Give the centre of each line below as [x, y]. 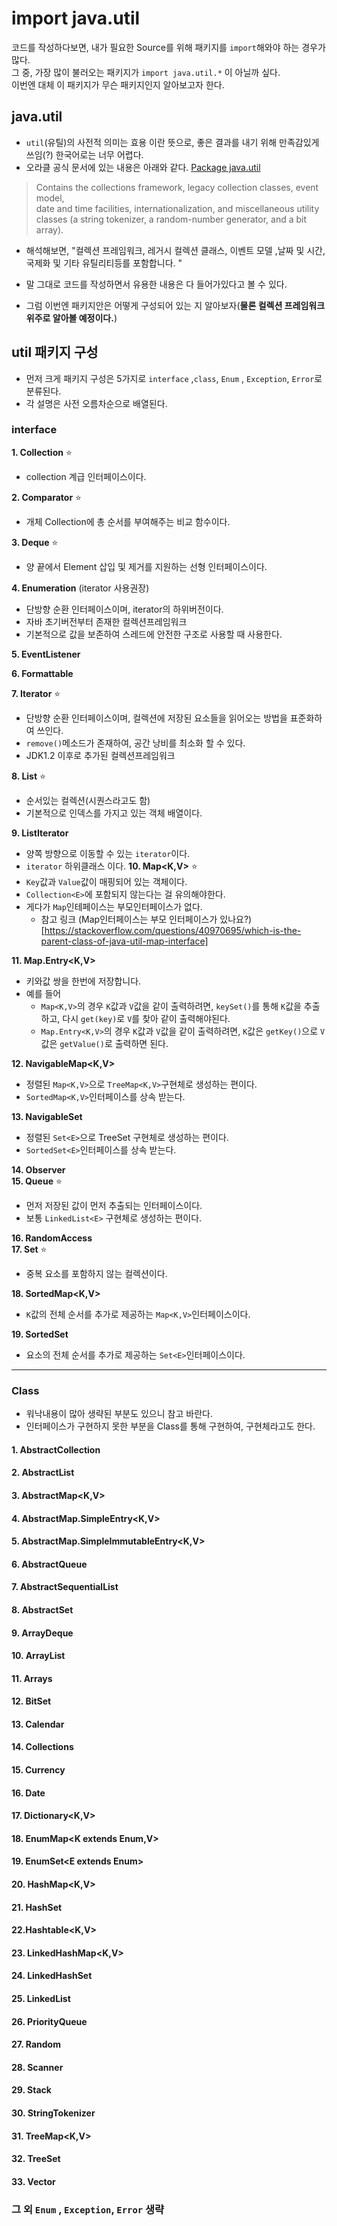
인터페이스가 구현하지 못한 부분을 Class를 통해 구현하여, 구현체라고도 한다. [170, 1426]
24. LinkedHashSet [52, 1976]
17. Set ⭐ [29, 1249]
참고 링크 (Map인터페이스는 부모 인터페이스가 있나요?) [146, 919]
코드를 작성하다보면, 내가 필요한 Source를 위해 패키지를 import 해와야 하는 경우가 [168, 47]
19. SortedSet [40, 1334]
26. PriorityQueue [49, 2021]
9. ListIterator [40, 833]
